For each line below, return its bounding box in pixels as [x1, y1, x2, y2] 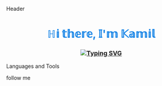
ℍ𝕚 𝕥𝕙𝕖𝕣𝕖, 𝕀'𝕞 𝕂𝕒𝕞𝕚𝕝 [47, 27, 155, 41]
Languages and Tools [6, 63, 60, 70]
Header [6, 5, 25, 12]
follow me [6, 75, 31, 82]
